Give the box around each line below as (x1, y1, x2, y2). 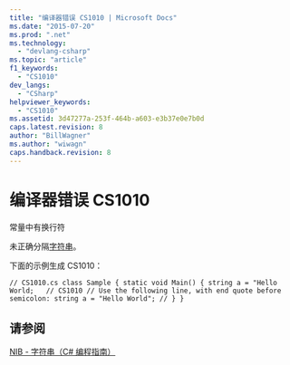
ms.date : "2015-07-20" (9, 22, 95, 31)
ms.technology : (9, 38, 67, 48)
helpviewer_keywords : (9, 97, 92, 107)
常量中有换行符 (9, 221, 65, 232)
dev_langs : (9, 81, 51, 90)
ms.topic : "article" (9, 55, 88, 64)
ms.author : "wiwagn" (9, 139, 88, 149)
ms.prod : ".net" (9, 30, 71, 39)
